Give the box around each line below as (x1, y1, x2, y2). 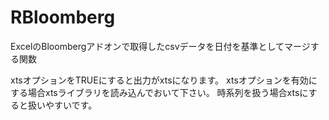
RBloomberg (10, 6, 116, 29)
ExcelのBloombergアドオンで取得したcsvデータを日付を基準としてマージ (10, 40, 311, 52)
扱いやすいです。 (27, 99, 98, 111)
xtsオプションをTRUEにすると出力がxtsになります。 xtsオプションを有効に (10, 74, 318, 86)
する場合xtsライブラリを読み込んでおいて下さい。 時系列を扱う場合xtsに (10, 86, 309, 98)
